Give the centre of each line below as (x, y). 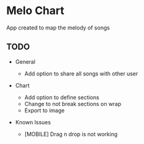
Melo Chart (35, 11)
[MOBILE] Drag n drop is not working (71, 134)
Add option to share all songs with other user (81, 74)
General (25, 61)
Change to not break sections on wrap (73, 104)
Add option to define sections (62, 97)
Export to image (44, 110)
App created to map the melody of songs (58, 28)
